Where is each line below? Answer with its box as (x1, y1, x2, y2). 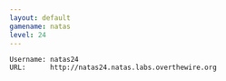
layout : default (9, 13, 71, 23)
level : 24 (9, 30, 47, 39)
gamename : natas (9, 22, 71, 31)
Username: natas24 (9, 56, 79, 65)
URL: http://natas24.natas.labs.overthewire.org (9, 63, 218, 73)
